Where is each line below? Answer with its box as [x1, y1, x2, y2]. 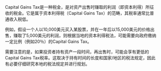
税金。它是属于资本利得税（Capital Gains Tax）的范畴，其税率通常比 [13, 10, 150, 16]
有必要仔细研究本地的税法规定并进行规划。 [5, 61, 90, 67]
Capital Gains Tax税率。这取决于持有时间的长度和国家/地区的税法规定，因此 [5, 55, 156, 60]
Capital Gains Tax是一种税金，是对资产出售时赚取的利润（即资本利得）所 [5, 4, 150, 10]
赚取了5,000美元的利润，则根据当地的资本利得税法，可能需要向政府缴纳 [13, 33, 157, 38]
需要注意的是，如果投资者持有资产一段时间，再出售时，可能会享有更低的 [5, 49, 149, 55]
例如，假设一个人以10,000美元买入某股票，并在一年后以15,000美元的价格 [5, 27, 151, 32]
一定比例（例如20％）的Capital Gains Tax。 [5, 39, 92, 44]
